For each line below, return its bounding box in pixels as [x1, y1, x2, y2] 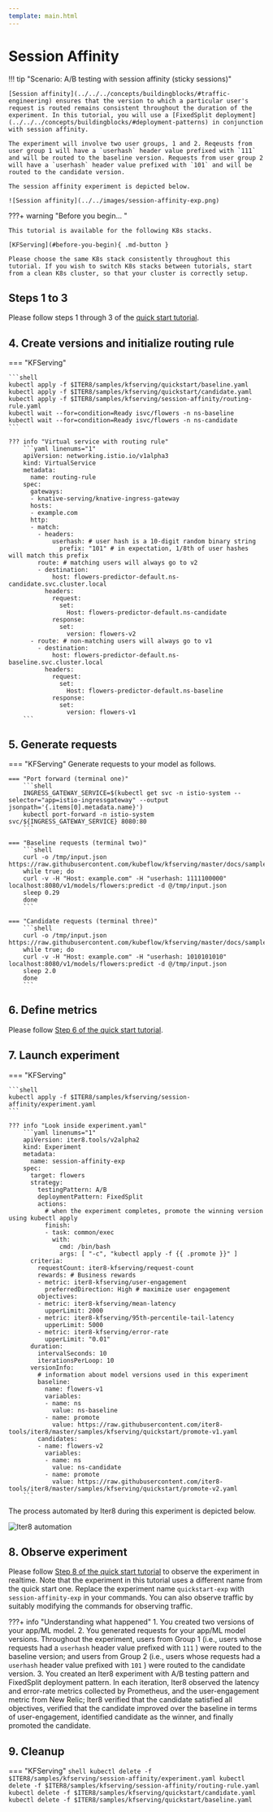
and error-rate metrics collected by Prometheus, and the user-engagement [8, 1686, 260, 1696]
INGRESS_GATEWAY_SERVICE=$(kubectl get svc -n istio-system [23, 789, 231, 797]
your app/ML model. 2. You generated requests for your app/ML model [8, 1626, 246, 1635]
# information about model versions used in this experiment [37, 1370, 249, 1379]
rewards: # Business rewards [37, 1271, 136, 1279]
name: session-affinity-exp [29, 1157, 126, 1165]
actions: [37, 1199, 67, 1208]
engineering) [8, 97, 53, 105]
